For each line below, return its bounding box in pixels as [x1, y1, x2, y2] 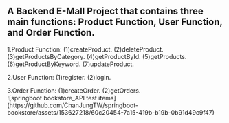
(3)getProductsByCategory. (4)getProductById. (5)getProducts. [7, 52, 187, 60]
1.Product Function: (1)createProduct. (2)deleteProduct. [7, 45, 164, 54]
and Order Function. [7, 27, 95, 38]
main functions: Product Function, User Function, [7, 16, 223, 28]
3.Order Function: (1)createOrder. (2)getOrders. [7, 86, 141, 95]
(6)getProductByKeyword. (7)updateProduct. [7, 60, 134, 68]
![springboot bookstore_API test [7, 93, 98, 102]
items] [98, 93, 117, 102]
